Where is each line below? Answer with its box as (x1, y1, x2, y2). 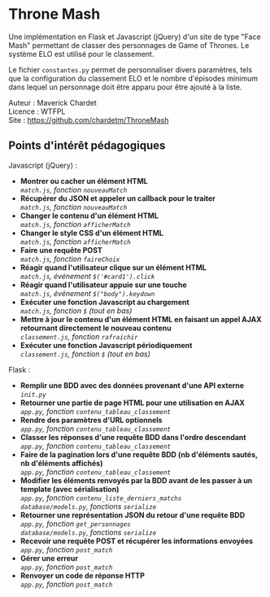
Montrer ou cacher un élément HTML (20, 176, 148, 185)
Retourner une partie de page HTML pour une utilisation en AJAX (20, 398, 246, 407)
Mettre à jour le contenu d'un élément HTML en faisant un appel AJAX (20, 314, 262, 324)
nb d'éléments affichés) (20, 458, 103, 468)
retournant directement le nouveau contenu (20, 323, 172, 333)
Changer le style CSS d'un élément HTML (20, 228, 164, 237)
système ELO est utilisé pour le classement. (8, 49, 155, 59)
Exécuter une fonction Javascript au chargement (20, 297, 189, 307)
